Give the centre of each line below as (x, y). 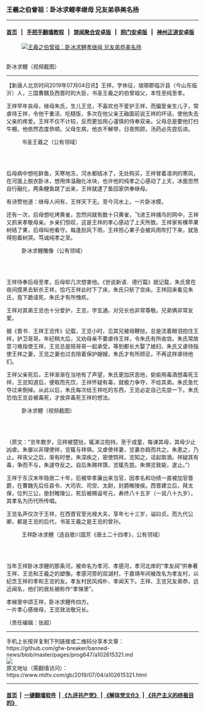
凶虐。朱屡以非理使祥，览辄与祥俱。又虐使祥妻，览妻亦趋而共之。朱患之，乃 (103, 449)
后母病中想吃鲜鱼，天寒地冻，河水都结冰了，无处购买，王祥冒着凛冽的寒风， (103, 173)
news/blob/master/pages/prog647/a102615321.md (70, 654)
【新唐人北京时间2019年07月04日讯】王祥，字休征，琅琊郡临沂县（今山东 (99, 85)
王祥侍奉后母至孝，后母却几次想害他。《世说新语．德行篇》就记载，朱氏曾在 (101, 282)
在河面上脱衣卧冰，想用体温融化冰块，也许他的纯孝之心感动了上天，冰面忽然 (103, 181)
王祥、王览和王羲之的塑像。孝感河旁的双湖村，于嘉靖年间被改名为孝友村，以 (103, 573)
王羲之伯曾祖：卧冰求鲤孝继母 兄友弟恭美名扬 (73, 9)
